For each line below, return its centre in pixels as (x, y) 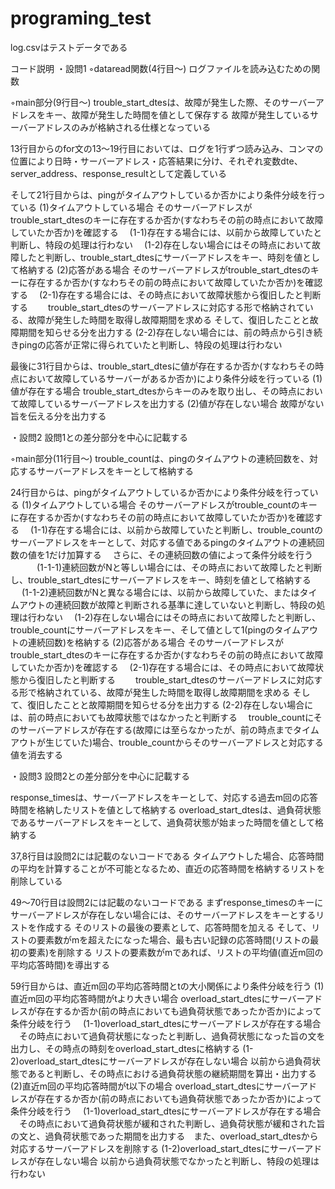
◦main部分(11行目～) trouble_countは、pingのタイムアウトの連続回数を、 (160, 458)
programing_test (81, 18)
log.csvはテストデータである (69, 47)
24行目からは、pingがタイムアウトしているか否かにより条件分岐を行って (160, 492)
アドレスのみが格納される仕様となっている (124, 127)
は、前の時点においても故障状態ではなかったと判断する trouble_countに (162, 717)
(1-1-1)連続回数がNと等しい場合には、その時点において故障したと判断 (179, 567)
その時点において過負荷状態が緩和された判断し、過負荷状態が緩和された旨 (172, 1123)
